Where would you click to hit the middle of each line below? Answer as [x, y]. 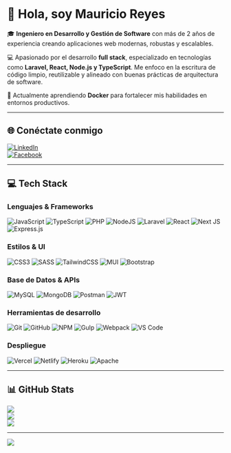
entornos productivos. [38, 102]
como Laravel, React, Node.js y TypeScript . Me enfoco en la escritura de [111, 67]
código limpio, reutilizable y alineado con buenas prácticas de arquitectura [113, 74]
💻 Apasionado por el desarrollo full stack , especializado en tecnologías [109, 57]
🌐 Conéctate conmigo [55, 131]
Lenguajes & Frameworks [51, 207]
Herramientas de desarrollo [54, 312]
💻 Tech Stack [37, 184]
